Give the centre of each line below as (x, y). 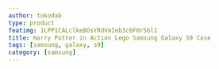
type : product (32, 23)
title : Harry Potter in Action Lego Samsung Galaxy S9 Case (110, 38)
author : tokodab (35, 15)
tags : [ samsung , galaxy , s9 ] (56, 45)
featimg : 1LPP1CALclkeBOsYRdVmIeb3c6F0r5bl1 (83, 30)
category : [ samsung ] (42, 52)
